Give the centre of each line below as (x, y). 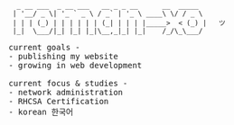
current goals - (44, 47)
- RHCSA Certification (59, 101)
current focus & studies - (68, 83)
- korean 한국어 (41, 112)
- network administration (66, 92)
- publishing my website (63, 56)
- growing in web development (75, 65)
